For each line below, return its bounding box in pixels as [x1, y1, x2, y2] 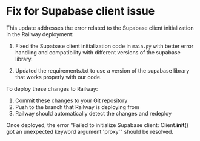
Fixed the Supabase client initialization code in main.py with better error [15, 42, 194, 50]
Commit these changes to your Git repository [15, 97, 128, 104]
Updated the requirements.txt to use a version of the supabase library [15, 67, 190, 74]
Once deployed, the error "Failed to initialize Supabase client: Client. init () [6, 121, 189, 128]
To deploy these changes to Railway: [6, 85, 98, 92]
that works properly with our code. [15, 73, 102, 80]
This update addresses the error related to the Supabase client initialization [6, 24, 194, 31]
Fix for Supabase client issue [6, 4, 155, 18]
